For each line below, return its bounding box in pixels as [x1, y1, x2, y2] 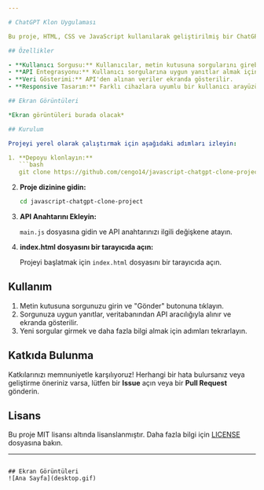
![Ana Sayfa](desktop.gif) [8, 474, 97, 483]
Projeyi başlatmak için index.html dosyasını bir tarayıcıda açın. [19, 258, 222, 267]
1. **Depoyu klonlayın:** [8, 154, 93, 162]
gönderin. [8, 386, 40, 396]
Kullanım [8, 280, 53, 294]
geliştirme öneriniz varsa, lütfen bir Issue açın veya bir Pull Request [8, 378, 228, 387]
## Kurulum [8, 125, 44, 133]
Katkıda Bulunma [8, 349, 94, 362]
